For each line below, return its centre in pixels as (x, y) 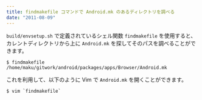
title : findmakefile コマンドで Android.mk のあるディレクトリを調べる (91, 12)
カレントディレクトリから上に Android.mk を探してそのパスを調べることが (98, 43)
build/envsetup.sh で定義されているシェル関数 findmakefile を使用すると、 (101, 35)
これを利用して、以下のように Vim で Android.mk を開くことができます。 (97, 79)
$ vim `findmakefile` (34, 91)
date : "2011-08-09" (31, 18)
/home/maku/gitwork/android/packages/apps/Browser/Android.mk (87, 67)
